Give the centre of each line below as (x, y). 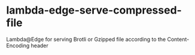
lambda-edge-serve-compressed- (94, 10)
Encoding (18, 46)
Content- (178, 39)
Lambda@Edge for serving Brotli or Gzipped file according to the (86, 39)
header (40, 46)
